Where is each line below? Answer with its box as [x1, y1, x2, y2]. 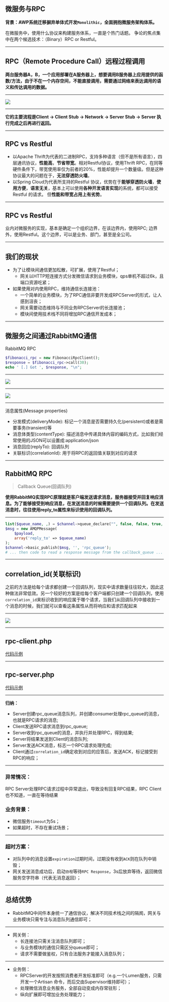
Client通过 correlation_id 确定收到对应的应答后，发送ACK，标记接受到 [12, 748, 158, 754]
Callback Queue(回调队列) [17, 483, 72, 489]
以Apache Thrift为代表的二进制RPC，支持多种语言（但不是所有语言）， [12, 153, 158, 160]
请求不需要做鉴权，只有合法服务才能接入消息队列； [20, 951, 126, 957]
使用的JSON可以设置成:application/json [17, 437, 99, 443]
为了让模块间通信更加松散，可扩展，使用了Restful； [12, 267, 120, 273]
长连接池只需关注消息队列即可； [20, 938, 87, 944]
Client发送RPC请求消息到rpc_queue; [12, 723, 88, 729]
